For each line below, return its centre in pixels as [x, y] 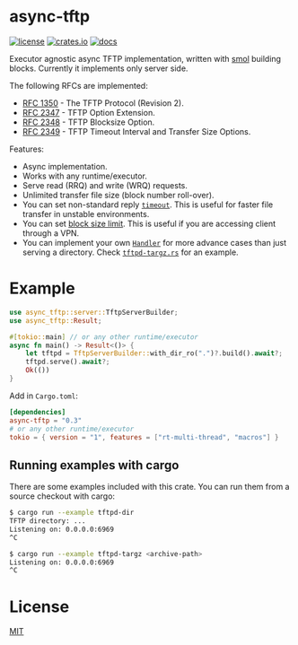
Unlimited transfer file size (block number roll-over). [118, 195]
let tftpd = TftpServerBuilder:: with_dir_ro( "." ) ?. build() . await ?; [154, 353]
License [39, 606]
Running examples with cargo [94, 465]
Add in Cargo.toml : [44, 396]
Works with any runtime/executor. [85, 176]
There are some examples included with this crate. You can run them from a [149, 487]
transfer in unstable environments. [86, 214]
